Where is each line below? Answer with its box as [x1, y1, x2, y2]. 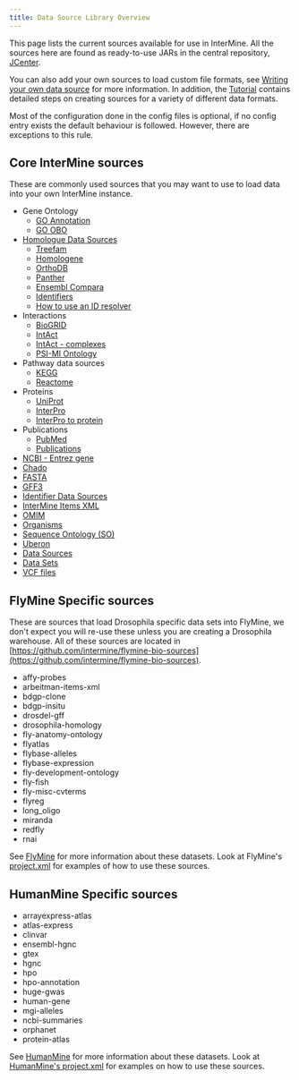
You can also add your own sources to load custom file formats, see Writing [9, 73, 289, 85]
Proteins [21, 387, 54, 397]
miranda [21, 815, 54, 826]
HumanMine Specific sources [9, 887, 178, 902]
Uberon [21, 539, 51, 549]
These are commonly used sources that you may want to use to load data [9, 179, 280, 190]
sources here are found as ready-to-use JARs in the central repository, [9, 47, 270, 58]
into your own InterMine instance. [9, 189, 133, 200]
